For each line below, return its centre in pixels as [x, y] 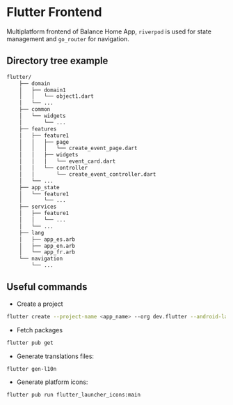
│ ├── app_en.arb [47, 246]
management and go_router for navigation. [68, 38]
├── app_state [39, 187]
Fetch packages [40, 330]
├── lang [32, 233]
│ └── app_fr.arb [47, 252]
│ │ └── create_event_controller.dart [88, 174]
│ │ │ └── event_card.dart [67, 161]
